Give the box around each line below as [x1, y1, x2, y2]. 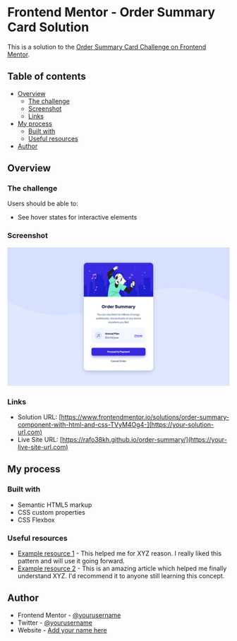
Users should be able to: [7, 199, 79, 208]
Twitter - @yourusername [17, 618, 93, 627]
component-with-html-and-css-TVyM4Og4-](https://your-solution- [17, 421, 214, 429]
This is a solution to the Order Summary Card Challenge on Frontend [7, 42, 207, 51]
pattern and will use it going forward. [17, 557, 125, 565]
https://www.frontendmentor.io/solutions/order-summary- [61, 413, 230, 421]
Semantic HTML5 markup [17, 501, 92, 509]
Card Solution [7, 19, 90, 35]
